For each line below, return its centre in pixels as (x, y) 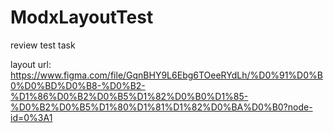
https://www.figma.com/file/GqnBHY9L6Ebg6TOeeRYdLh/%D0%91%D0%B (166, 75)
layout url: (31, 64)
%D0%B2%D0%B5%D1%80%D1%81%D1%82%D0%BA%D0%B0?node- (161, 107)
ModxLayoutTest (82, 17)
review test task (43, 45)
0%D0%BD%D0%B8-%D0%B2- (78, 85)
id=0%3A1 (31, 117)
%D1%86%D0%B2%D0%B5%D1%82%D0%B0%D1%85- (129, 96)
